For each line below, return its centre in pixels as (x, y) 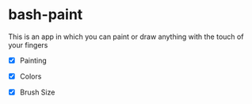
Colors (31, 76)
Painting (33, 60)
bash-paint (46, 15)
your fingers (28, 44)
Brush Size (37, 92)
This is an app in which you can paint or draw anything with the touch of (126, 37)
